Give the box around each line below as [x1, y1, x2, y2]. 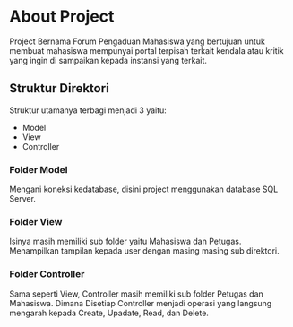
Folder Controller [9, 268, 85, 280]
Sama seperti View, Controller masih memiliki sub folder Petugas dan [9, 288, 264, 299]
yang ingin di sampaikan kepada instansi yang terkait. [9, 55, 208, 65]
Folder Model [9, 163, 68, 176]
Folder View [9, 215, 63, 228]
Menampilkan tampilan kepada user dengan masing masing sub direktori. [9, 245, 280, 256]
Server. [9, 194, 36, 204]
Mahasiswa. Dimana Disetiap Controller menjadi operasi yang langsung [9, 297, 272, 308]
